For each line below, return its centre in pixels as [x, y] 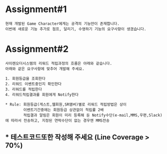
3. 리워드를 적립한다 [24, 89]
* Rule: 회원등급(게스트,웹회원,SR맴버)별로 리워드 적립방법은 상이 [66, 105]
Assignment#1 [36, 9]
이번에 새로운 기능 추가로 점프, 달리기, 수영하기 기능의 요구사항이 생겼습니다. [76, 29]
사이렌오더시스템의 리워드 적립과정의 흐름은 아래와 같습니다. [59, 63]
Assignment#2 [37, 49]
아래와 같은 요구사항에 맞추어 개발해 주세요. [45, 69]
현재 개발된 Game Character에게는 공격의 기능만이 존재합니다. [62, 24]
